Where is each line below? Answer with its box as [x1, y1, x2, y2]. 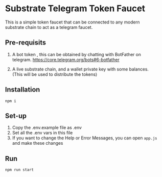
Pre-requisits [5, 39, 46, 47]
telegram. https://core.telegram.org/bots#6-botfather [12, 57, 120, 63]
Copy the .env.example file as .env [12, 125, 82, 131]
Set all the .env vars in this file [12, 130, 73, 136]
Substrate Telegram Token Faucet [5, 3, 145, 14]
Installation [5, 86, 40, 94]
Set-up [5, 111, 27, 120]
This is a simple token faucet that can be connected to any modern [5, 19, 140, 25]
